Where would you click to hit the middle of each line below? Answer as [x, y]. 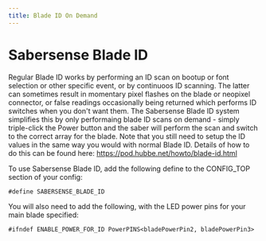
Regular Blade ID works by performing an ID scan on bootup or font [119, 77]
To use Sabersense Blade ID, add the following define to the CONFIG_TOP [129, 169]
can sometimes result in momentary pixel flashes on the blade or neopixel [129, 94]
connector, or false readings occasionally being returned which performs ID [133, 102]
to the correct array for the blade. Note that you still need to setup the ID [127, 136]
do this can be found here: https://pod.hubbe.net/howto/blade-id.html [123, 153]
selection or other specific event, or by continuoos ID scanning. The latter [129, 85]
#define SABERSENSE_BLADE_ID [57, 192]
